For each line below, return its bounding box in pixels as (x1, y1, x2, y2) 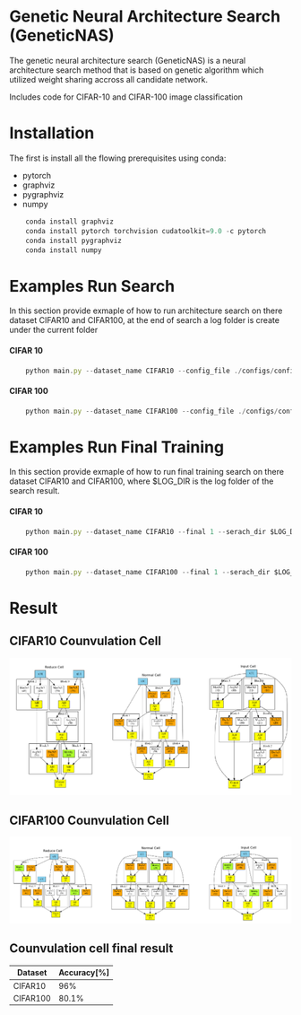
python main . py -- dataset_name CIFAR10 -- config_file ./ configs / (25, 366, 275, 375)
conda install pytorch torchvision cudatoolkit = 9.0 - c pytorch (25, 226, 267, 235)
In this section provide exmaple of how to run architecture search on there (9, 305, 283, 316)
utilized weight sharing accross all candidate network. (9, 74, 209, 84)
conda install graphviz (25, 217, 115, 226)
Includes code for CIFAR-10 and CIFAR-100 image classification (9, 92, 244, 102)
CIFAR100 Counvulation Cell (9, 812, 170, 827)
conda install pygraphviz (25, 236, 123, 245)
